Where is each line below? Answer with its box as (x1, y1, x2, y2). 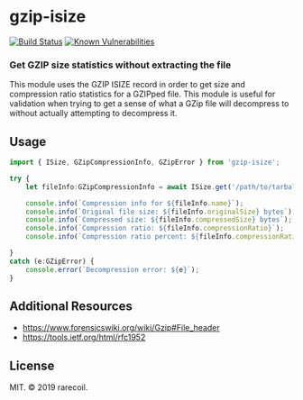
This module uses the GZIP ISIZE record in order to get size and (9, 79, 245, 90)
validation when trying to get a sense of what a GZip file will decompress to (9, 98, 289, 109)
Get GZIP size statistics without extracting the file (9, 59, 232, 71)
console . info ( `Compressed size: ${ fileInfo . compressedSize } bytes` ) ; (25, 215, 293, 224)
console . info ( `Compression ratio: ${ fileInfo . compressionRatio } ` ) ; (25, 223, 284, 233)
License (9, 358, 55, 373)
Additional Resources (9, 298, 133, 314)
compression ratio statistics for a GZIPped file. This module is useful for (9, 88, 276, 100)
